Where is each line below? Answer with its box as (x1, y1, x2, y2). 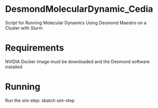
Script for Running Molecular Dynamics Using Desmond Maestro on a (5, 20, 147, 26)
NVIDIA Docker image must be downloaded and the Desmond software (5, 58, 150, 65)
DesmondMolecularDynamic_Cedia (5, 3, 153, 15)
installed (5, 64, 23, 70)
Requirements (5, 42, 64, 54)
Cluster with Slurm (5, 25, 43, 31)
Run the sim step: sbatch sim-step (5, 97, 75, 103)
